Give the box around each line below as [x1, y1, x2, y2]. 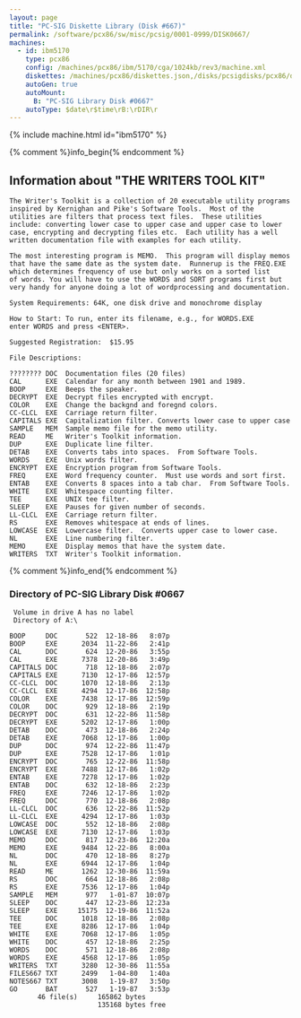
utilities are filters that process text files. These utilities [9, 213, 262, 222]
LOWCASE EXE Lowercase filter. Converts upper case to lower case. [9, 526, 279, 535]
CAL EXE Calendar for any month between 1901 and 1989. [9, 378, 246, 387]
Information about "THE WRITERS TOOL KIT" [9, 172, 266, 188]
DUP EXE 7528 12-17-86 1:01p [9, 750, 170, 759]
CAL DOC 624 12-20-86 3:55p [9, 648, 170, 657]
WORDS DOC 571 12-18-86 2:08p [9, 945, 170, 955]
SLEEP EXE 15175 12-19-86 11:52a [9, 907, 170, 916]
